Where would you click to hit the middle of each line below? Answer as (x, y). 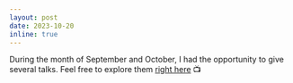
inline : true (34, 34)
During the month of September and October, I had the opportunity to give (147, 60)
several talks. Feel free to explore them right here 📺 (106, 70)
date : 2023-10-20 (42, 26)
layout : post (34, 17)
